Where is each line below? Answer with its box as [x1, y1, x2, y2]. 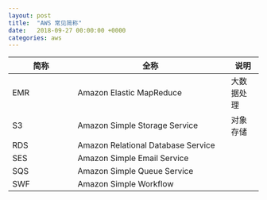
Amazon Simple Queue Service [77, 166, 194, 177]
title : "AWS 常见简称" [8, 19, 82, 27]
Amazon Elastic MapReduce [77, 87, 183, 98]
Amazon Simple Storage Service [77, 120, 199, 131]
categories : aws [8, 33, 62, 42]
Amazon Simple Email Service [77, 152, 189, 163]
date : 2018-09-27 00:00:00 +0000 [8, 26, 126, 34]
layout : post [8, 11, 52, 20]
